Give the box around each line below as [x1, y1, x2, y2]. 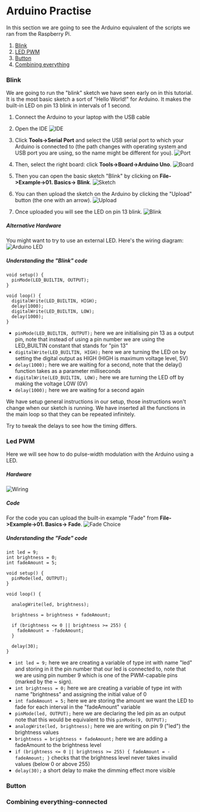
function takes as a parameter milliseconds [14, 368, 121, 375]
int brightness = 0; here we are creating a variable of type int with [14, 684, 182, 691]
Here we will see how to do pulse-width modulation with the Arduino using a [6, 450, 194, 458]
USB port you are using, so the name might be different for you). [14, 149, 173, 156]
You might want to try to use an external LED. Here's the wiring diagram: [6, 237, 184, 244]
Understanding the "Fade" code [6, 535, 88, 541]
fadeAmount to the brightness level [14, 742, 101, 749]
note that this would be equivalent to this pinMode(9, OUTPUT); [14, 716, 168, 723]
